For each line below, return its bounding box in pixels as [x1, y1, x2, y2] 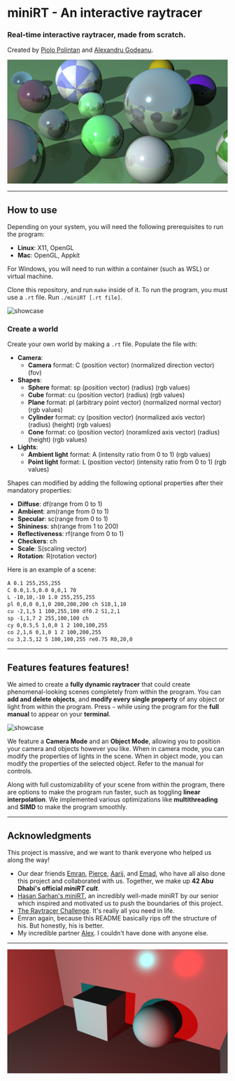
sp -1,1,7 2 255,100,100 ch [7, 615, 90, 622]
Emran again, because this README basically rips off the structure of [17, 914, 217, 922]
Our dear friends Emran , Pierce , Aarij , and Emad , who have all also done [17, 869, 226, 877]
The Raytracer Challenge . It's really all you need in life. [17, 907, 175, 915]
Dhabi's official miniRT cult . [17, 884, 100, 893]
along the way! [7, 856, 50, 864]
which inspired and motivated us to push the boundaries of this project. [17, 899, 224, 907]
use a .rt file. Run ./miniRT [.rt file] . [7, 293, 122, 302]
